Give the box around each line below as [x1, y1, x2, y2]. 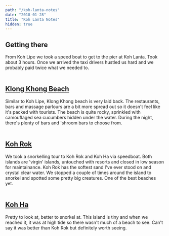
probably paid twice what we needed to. [5, 64, 90, 71]
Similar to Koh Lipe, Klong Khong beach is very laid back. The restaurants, [5, 98, 160, 104]
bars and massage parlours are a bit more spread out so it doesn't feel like [5, 104, 160, 110]
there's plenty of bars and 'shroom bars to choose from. [5, 120, 122, 126]
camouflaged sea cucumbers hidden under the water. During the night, [5, 114, 153, 120]
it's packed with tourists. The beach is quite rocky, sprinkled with [5, 109, 141, 115]
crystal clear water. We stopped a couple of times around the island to [5, 170, 152, 176]
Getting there [5, 40, 48, 49]
